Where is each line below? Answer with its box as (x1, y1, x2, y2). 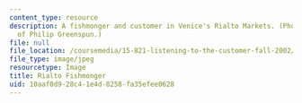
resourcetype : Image (9, 64, 87, 73)
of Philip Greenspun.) (17, 30, 102, 39)
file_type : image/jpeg (9, 55, 94, 64)
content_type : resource (9, 13, 99, 22)
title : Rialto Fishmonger (9, 72, 106, 81)
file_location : (9, 47, 67, 56)
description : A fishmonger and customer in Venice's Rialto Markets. (9, 21, 276, 30)
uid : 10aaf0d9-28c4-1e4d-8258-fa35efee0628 (9, 80, 175, 89)
